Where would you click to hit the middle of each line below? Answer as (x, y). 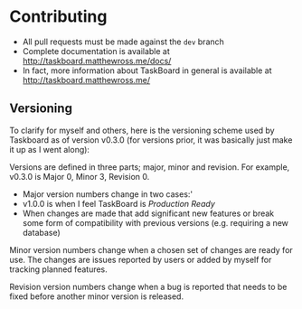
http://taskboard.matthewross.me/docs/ (97, 61)
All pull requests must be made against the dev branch (123, 42)
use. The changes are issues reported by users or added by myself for (141, 259)
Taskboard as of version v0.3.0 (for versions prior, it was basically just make (151, 140)
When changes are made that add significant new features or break (148, 213)
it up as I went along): (50, 149)
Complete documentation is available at (96, 51)
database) (41, 232)
